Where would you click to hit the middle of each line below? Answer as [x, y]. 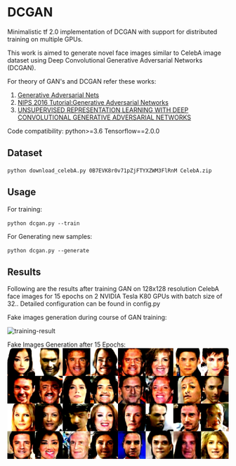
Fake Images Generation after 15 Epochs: [67, 344]
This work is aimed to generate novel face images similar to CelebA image [114, 53]
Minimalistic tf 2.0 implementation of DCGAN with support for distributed [112, 32]
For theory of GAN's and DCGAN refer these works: [82, 81]
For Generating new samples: [50, 236]
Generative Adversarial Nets [58, 95]
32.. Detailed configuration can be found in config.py [84, 304]
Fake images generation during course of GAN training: [87, 318]
